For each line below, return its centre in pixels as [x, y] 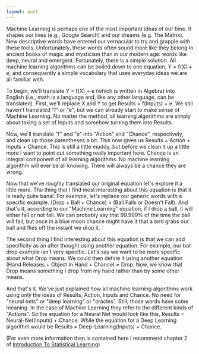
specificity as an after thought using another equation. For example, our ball [99, 245]
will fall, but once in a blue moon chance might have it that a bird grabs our [97, 221]
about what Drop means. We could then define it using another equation [94, 258]
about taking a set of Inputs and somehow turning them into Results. [90, 122]
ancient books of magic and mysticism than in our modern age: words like [97, 54]
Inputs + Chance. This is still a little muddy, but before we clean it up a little [98, 146]
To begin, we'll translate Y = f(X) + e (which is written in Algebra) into [91, 90]
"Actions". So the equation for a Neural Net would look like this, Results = [95, 314]
